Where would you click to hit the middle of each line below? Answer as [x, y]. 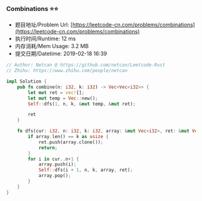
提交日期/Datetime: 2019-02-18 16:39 [61, 54]
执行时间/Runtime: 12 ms [45, 39]
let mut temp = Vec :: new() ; [63, 98]
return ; [48, 148]
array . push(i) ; [57, 164]
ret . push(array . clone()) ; [71, 142]
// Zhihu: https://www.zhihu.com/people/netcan [67, 71]
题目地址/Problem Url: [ [44, 25]
